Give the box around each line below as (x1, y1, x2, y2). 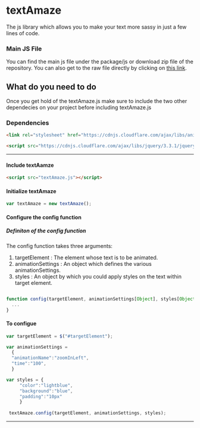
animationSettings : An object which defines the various (14, 260, 152, 267)
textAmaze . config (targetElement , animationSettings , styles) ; (8, 410, 167, 416)
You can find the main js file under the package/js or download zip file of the (6, 58, 193, 66)
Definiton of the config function (6, 227, 86, 234)
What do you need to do (6, 82, 96, 92)
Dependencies (6, 119, 49, 127)
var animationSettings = (6, 344, 68, 350)
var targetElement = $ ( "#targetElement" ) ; (6, 333, 113, 339)
